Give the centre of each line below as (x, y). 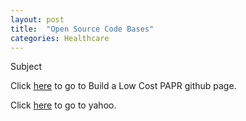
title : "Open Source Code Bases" (82, 29)
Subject (26, 67)
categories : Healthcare (60, 38)
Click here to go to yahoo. (63, 105)
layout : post (37, 19)
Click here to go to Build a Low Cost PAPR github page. (123, 86)
